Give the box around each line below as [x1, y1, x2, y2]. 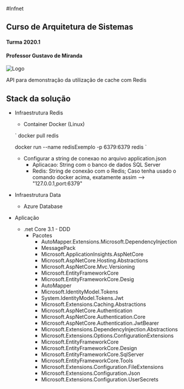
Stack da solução [6, 94, 71, 104]
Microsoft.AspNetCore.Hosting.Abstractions [41, 257, 149, 264]
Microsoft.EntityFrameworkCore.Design [41, 345, 137, 351]
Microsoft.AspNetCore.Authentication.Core [41, 314, 146, 320]
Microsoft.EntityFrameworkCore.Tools [41, 357, 134, 364]
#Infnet [6, 5, 24, 12]
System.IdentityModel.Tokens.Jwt [41, 295, 124, 301]
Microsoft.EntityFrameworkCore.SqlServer [41, 351, 144, 358]
